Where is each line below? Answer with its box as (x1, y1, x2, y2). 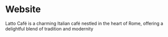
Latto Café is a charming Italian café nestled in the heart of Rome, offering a (5, 20, 163, 26)
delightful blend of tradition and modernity (5, 25, 94, 31)
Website (5, 4, 41, 15)
